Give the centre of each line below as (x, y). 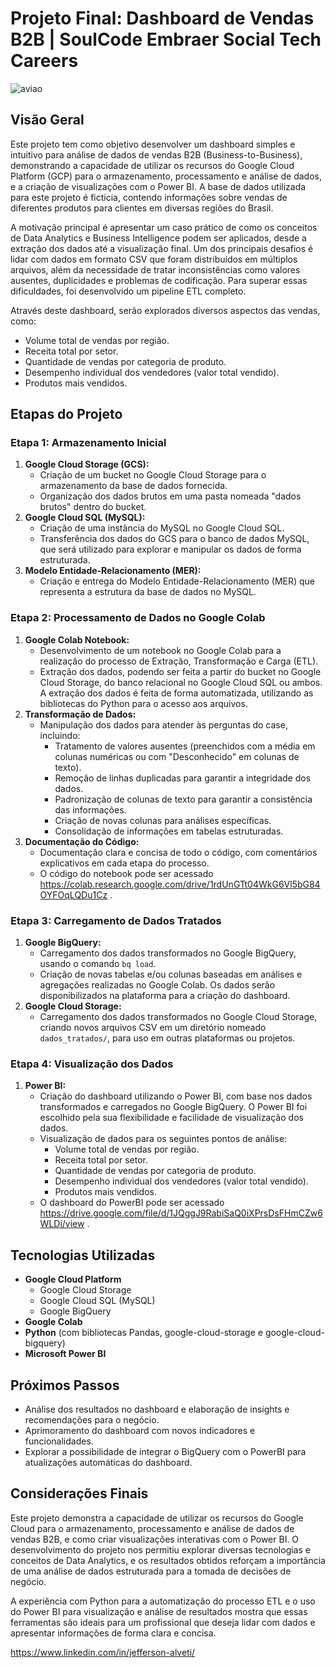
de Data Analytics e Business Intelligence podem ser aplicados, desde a (158, 238)
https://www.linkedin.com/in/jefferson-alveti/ (103, 1652)
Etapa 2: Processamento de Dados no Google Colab (138, 618)
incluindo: (60, 735)
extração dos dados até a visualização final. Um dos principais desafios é (162, 248)
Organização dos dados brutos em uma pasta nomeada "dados (170, 496)
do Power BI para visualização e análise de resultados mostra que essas (159, 1611)
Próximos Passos (65, 1385)
